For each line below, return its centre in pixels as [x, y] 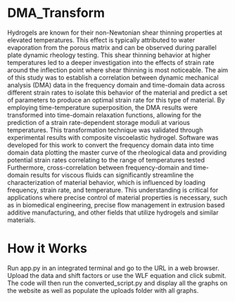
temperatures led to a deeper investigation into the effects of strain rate [111, 62]
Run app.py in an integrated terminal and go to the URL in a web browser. [113, 268]
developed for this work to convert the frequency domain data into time [111, 145]
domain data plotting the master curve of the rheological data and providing [117, 152]
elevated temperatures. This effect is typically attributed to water [101, 40]
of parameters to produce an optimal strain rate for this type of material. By [116, 99]
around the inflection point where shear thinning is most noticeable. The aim [118, 70]
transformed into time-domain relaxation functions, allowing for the [104, 115]
